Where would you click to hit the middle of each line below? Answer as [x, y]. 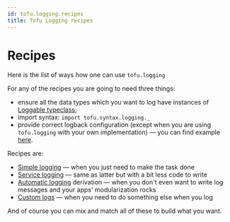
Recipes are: [25, 153]
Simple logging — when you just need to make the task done [106, 168]
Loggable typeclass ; [47, 110]
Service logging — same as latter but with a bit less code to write [112, 175]
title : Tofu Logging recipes [50, 21]
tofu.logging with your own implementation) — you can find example [119, 132]
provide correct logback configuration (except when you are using [114, 125]
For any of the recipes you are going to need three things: [91, 88]
